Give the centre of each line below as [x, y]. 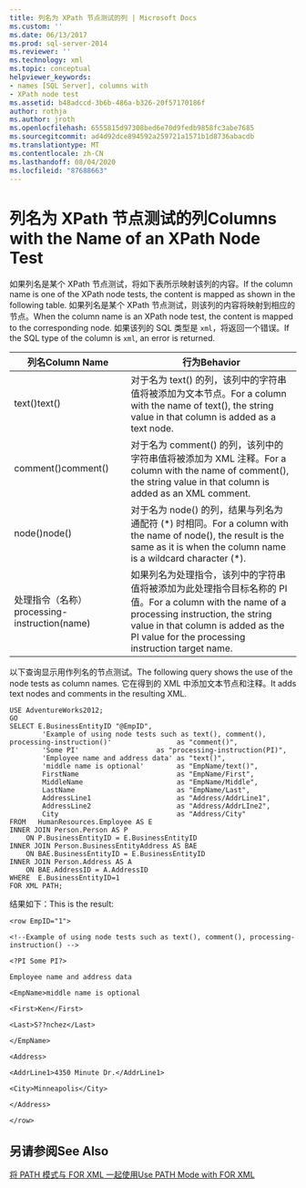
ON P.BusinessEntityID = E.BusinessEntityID [112, 838]
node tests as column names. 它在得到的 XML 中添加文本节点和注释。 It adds [153, 684]
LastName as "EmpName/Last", [146, 790]
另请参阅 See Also [59, 1151]
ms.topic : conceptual [51, 69]
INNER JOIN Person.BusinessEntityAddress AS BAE [103, 846]
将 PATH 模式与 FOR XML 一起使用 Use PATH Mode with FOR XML [132, 1175]
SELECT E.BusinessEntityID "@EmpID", [81, 727]
